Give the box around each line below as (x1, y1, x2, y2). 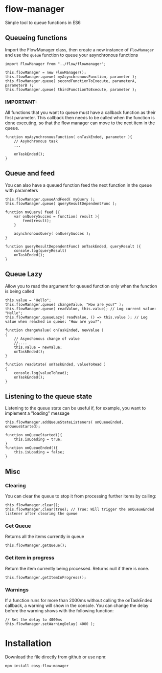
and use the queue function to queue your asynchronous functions (5, 52, 139, 58)
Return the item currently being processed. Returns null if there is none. (5, 565, 150, 571)
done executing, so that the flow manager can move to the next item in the (5, 120, 155, 126)
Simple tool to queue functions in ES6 (5, 20, 81, 25)
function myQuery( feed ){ (5, 209, 60, 215)
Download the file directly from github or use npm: (5, 654, 107, 660)
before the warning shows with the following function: (5, 608, 114, 614)
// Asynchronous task (14, 139, 58, 144)
